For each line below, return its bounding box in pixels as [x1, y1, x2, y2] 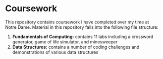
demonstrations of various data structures [12, 49, 99, 55]
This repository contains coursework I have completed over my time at [5, 19, 150, 25]
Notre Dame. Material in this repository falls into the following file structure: [5, 24, 159, 30]
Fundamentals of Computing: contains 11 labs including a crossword [12, 34, 154, 39]
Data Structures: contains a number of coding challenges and [12, 44, 140, 50]
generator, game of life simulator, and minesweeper [12, 39, 118, 44]
